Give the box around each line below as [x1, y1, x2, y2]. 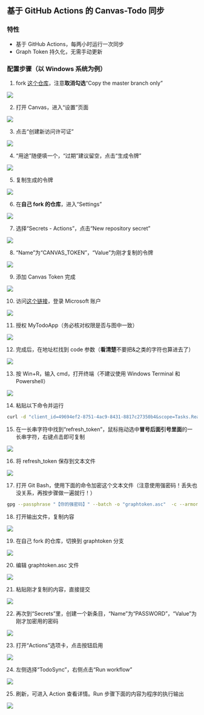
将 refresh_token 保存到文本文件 [15, 457, 96, 464]
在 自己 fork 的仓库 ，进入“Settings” [15, 200, 102, 208]
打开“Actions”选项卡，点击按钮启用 [15, 641, 104, 649]
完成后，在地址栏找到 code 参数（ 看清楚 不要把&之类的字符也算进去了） [15, 346, 194, 353]
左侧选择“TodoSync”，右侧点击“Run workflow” [15, 665, 133, 673]
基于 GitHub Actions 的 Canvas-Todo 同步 [7, 5, 165, 16]
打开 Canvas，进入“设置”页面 [15, 104, 89, 111]
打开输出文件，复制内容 [15, 513, 74, 520]
